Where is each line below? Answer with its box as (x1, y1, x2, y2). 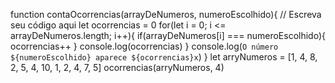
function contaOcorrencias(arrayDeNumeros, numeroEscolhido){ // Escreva (10, 9, 322, 20)
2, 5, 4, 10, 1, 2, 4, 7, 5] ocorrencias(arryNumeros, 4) (10, 62, 225, 73)
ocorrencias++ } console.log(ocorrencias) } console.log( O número (10, 40, 279, 52)
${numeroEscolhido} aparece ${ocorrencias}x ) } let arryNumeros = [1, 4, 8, (10, 51, 318, 63)
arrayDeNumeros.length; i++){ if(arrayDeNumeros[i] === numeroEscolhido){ (10, 30, 326, 41)
